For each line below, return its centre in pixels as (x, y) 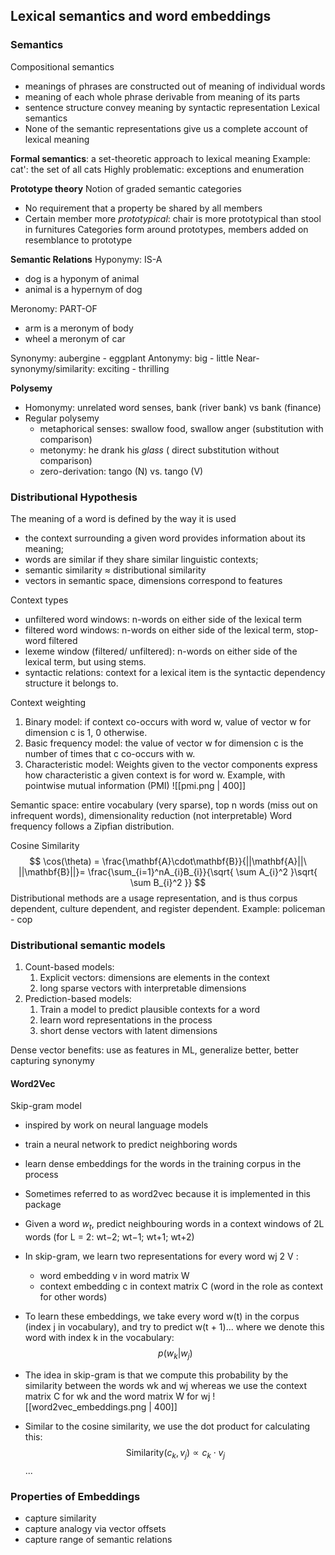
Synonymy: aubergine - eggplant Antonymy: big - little (122, 358)
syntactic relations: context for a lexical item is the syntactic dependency (175, 672)
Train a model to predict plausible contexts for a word (150, 1010)
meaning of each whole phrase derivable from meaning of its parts (162, 96)
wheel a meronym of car (75, 338)
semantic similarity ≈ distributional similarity (115, 570)
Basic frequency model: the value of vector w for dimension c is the (164, 743)
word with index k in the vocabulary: (99, 1338)
